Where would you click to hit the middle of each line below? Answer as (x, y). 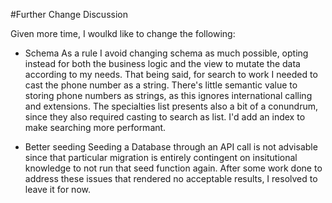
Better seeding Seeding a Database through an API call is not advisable (171, 147)
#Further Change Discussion (69, 14)
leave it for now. (57, 189)
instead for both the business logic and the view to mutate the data (162, 63)
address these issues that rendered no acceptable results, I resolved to (171, 178)
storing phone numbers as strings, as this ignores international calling (168, 95)
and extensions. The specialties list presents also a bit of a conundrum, (171, 106)
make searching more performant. (95, 127)
